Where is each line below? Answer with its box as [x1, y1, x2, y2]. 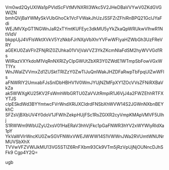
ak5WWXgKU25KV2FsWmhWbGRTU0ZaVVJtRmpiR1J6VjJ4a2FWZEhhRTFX [5, 91, 164, 96]
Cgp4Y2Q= [14, 149, 38, 155]
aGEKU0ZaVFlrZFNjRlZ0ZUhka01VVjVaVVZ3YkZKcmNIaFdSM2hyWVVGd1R [5, 48, 163, 53]
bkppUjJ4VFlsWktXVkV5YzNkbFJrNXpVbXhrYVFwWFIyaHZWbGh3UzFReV [5, 36, 163, 42]
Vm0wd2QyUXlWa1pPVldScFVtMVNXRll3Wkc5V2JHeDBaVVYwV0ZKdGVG [5, 5, 162, 10]
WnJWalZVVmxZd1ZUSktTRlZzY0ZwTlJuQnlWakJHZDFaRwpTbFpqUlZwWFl [5, 69, 164, 75]
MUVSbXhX [5, 139, 30, 145]
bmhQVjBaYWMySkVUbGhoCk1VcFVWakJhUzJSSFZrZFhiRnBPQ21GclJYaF [5, 15, 162, 21]
